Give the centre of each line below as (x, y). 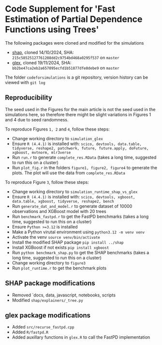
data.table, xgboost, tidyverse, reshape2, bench (63, 201)
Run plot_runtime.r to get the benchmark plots (59, 268)
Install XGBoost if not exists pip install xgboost (60, 247)
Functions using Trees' (52, 30)
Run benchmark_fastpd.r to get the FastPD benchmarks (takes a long (80, 216)
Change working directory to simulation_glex (57, 138)
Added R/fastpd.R (30, 332)
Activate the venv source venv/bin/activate (56, 237)
